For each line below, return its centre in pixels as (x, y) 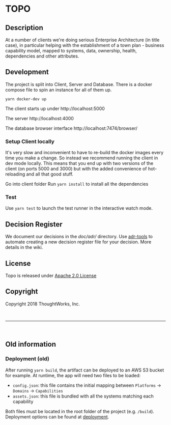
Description (24, 28)
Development (27, 72)
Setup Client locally (30, 141)
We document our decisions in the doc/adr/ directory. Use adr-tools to (79, 237)
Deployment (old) (27, 359)
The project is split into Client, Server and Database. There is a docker (79, 84)
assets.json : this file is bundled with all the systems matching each (83, 396)
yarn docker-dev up (26, 99)
